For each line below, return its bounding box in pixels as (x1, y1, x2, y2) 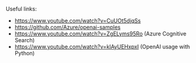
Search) (14, 37, 35, 43)
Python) (14, 50, 35, 57)
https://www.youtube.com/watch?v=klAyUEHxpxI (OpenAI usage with (14, 43, 191, 50)
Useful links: (5, 6, 37, 12)
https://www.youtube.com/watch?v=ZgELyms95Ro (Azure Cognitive (14, 30, 187, 37)
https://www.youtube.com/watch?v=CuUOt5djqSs (14, 17, 141, 24)
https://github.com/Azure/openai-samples (14, 24, 121, 31)
